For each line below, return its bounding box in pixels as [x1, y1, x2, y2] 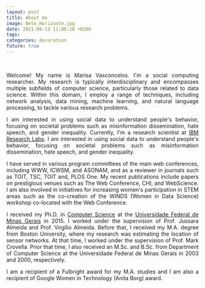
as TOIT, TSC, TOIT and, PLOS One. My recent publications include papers [6, 173, 199, 180]
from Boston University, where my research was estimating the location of [6, 230, 199, 237]
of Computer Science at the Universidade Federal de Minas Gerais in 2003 [6, 250, 199, 257]
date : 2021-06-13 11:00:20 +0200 [6, 26, 92, 32]
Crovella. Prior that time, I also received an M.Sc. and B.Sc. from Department [6, 243, 199, 250]
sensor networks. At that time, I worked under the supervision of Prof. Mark [6, 236, 199, 244]
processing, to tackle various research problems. [6, 104, 129, 111]
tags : [6, 32, 20, 38]
